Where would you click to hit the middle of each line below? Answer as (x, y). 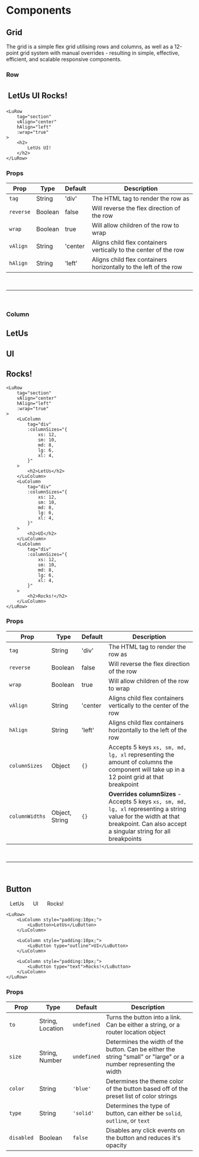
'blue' (82, 1089)
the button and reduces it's (143, 1137)
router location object (136, 1032)
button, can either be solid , (144, 1113)
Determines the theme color (145, 1081)
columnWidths (28, 816)
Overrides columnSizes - (145, 794)
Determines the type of (138, 1106)
